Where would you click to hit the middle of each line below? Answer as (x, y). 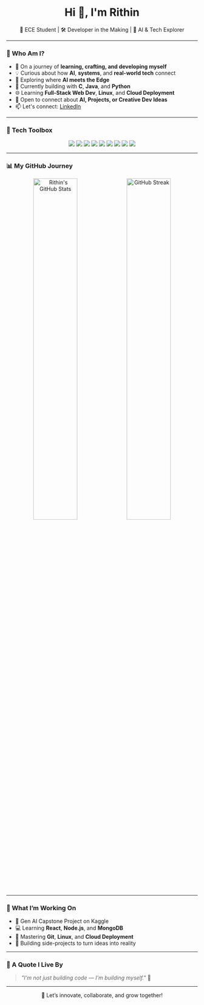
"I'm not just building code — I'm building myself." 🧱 (86, 978)
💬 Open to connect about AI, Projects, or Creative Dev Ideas (91, 100)
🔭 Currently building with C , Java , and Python (73, 86)
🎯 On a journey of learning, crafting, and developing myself (91, 67)
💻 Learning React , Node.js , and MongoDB (69, 928)
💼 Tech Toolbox (29, 130)
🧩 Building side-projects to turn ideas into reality (76, 943)
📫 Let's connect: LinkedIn (48, 106)
